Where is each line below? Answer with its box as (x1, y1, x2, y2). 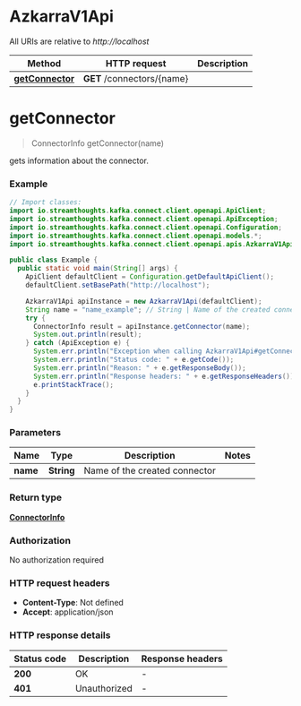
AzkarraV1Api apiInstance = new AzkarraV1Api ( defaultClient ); (25, 297, 262, 306)
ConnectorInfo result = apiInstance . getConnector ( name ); (32, 322, 251, 331)
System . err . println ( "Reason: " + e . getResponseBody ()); (32, 363, 246, 373)
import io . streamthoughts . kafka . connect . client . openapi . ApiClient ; (9, 206, 267, 216)
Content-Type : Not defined (21, 598, 124, 608)
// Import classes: (9, 198, 82, 207)
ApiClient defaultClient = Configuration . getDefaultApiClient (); (25, 272, 275, 281)
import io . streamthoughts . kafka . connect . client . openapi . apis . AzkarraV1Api (9, 239, 295, 248)
